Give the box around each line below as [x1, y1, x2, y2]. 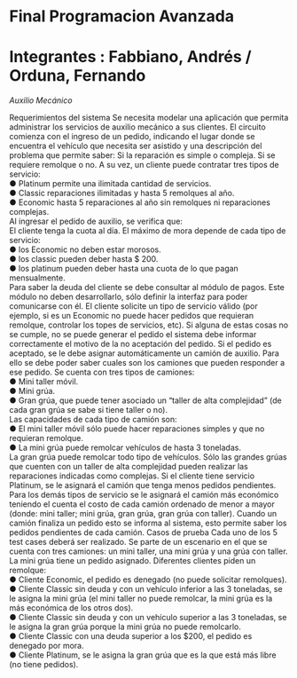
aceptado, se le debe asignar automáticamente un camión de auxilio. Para [9, 348, 279, 359]
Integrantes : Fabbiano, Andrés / [9, 47, 252, 67]
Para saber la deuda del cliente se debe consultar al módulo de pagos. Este [9, 282, 285, 293]
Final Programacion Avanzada [9, 6, 235, 27]
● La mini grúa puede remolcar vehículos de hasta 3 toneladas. [9, 442, 242, 453]
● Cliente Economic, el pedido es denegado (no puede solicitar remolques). [9, 574, 287, 585]
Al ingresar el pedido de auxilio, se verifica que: [9, 216, 184, 227]
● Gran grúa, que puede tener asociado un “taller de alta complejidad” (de [9, 395, 282, 406]
